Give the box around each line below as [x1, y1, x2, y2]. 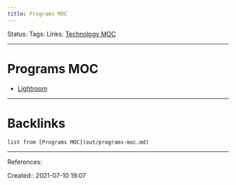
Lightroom [17, 84, 48, 92]
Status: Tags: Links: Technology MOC [7, 30, 116, 38]
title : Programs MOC [7, 10, 68, 18]
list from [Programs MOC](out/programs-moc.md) [7, 139, 150, 146]
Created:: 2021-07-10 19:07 [7, 171, 86, 179]
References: [7, 158, 42, 166]
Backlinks [7, 115, 66, 131]
